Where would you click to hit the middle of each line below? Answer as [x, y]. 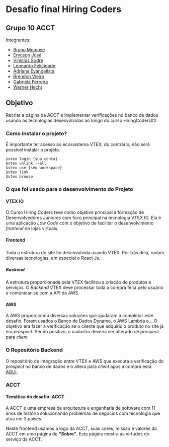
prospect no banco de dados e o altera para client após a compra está [78, 366]
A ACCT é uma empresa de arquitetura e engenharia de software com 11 [80, 408]
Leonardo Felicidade [34, 66]
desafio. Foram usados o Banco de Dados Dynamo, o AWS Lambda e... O [81, 321]
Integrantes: [18, 40]
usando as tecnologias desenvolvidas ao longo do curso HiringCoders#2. [82, 120]
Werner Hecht [27, 87]
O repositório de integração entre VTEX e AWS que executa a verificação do [85, 361]
